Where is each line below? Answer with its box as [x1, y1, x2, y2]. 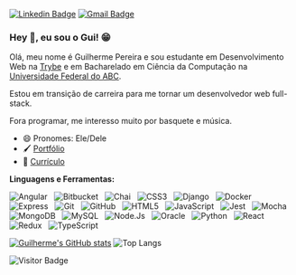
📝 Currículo [22, 156, 65, 167]
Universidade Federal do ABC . [9, 71, 122, 81]
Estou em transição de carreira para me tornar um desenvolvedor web [9, 89, 271, 100]
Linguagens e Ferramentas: [9, 174, 116, 185]
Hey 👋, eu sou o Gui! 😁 [9, 31, 111, 43]
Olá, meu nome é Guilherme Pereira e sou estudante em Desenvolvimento [9, 52, 284, 62]
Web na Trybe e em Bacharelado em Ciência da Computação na [9, 62, 248, 72]
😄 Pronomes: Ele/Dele [22, 133, 106, 144]
